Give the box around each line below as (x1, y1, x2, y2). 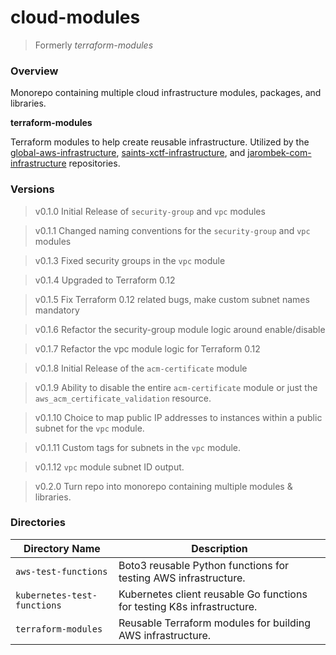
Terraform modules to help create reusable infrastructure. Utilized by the (10, 136, 310, 148)
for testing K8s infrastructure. (118, 599, 258, 613)
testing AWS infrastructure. (118, 571, 246, 585)
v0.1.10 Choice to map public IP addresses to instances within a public (34, 411, 323, 423)
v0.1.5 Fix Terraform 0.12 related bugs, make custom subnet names (34, 293, 310, 305)
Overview (10, 64, 59, 78)
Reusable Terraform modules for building (118, 616, 311, 630)
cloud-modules (10, 6, 141, 29)
